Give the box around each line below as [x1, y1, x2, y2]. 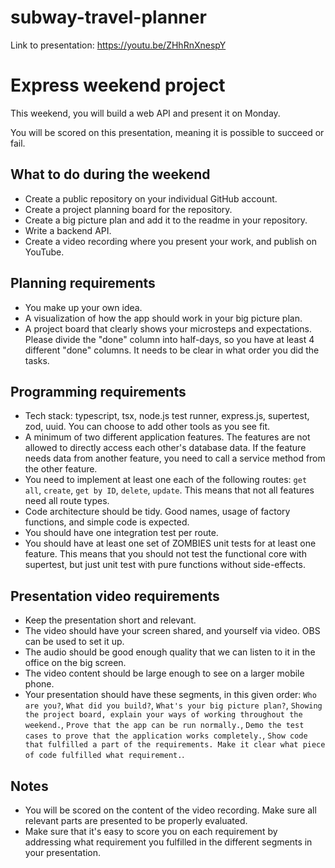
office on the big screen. [24, 657, 127, 669]
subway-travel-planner [10, 6, 207, 29]
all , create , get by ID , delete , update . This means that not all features [24, 484, 315, 496]
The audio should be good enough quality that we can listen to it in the [24, 646, 316, 658]
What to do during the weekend [10, 166, 211, 183]
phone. [24, 678, 55, 690]
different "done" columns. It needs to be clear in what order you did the [24, 344, 320, 356]
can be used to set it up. [24, 636, 125, 648]
